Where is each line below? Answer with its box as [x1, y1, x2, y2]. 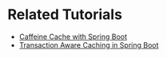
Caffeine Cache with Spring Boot [18, 32, 127, 41]
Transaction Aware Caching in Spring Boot [18, 40, 159, 49]
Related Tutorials [7, 6, 123, 24]
